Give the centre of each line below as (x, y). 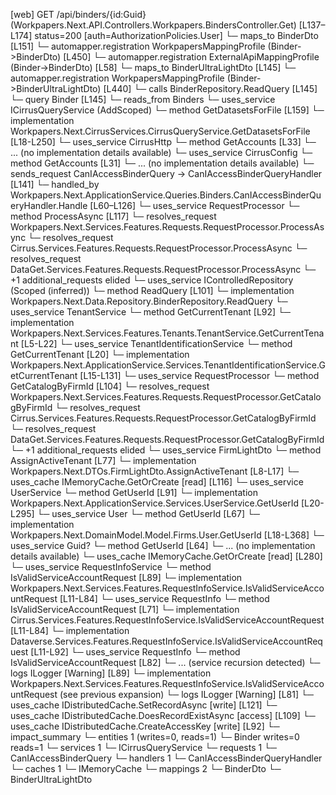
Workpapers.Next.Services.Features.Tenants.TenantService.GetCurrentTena (167, 333)
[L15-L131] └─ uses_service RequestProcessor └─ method (199, 375)
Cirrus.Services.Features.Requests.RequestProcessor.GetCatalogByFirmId (163, 418)
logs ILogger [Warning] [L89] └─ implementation (111, 673)
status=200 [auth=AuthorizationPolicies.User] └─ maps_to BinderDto (176, 35)
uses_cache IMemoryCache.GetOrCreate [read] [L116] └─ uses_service (157, 482)
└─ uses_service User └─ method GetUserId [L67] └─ (148, 513)
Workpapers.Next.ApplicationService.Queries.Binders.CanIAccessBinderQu (166, 195)
